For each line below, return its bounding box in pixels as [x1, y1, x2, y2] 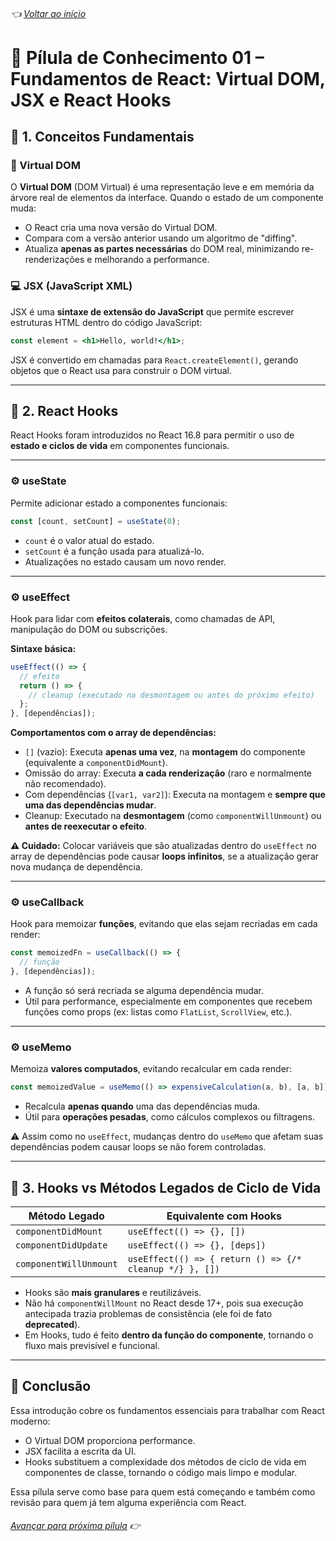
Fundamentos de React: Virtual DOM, [10, 67, 326, 90]
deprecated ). [24, 1319, 81, 1331]
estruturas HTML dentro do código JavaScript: [10, 316, 203, 328]
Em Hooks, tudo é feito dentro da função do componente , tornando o [24, 1329, 314, 1341]
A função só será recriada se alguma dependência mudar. [24, 985, 265, 997]
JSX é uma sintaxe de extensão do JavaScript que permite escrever [10, 305, 295, 318]
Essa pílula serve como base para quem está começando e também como [10, 1485, 316, 1498]
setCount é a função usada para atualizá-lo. [24, 545, 205, 557]
